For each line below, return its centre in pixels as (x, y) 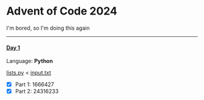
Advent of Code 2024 (62, 11)
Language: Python (30, 61)
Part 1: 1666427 (35, 85)
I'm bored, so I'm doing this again (48, 28)
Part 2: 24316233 (37, 92)
